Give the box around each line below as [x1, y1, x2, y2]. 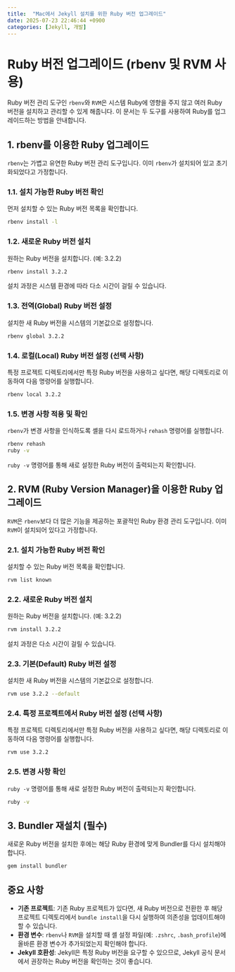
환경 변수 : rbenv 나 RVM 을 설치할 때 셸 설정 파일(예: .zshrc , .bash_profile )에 [17, 930, 227, 940]
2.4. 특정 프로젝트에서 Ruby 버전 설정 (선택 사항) [7, 709, 163, 718]
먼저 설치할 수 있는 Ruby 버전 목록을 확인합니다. [7, 204, 139, 213]
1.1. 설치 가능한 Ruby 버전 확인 [7, 187, 104, 197]
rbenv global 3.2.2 [7, 333, 65, 340]
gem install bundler [7, 863, 68, 870]
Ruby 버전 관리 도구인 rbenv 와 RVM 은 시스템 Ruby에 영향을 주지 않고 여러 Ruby [7, 98, 223, 107]
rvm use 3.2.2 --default [7, 690, 80, 698]
